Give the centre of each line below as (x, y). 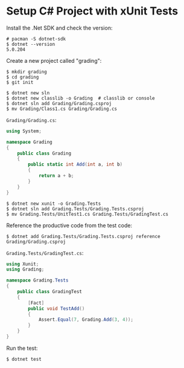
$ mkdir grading (27, 72)
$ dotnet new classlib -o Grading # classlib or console (81, 98)
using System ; (24, 131)
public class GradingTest (50, 292)
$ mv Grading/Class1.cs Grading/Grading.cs (62, 109)
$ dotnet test (24, 359)
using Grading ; (25, 270)
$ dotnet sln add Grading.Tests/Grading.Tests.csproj (75, 209)
